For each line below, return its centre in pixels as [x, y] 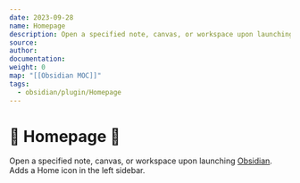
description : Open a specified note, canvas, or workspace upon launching [151, 34]
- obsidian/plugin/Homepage [70, 92]
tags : [19, 84]
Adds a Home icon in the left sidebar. [77, 171]
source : [24, 42]
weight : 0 [28, 68]
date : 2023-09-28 [42, 17]
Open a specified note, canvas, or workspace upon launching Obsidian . [141, 161]
